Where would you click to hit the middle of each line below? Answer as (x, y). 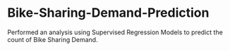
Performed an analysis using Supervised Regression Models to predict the (115, 32)
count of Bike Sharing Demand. (53, 39)
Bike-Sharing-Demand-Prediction (108, 13)
